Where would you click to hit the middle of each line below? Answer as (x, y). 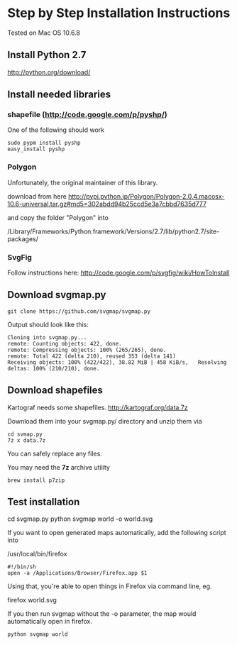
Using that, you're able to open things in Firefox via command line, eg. (110, 586)
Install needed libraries (59, 95)
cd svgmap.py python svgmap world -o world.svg (80, 519)
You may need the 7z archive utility (59, 467)
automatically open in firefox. (50, 622)
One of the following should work (56, 130)
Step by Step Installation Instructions (119, 13)
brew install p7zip (36, 480)
